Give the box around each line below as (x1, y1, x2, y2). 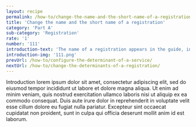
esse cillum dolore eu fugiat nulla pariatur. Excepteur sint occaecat (6, 103, 166, 111)
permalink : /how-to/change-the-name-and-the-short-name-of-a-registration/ (6, 14, 194, 20)
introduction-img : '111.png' (6, 52, 77, 58)
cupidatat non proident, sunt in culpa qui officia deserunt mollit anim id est (6, 110, 185, 117)
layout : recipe (6, 8, 43, 15)
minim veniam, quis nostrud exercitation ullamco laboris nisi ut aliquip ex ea (6, 91, 188, 98)
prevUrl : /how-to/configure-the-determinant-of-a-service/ (6, 57, 153, 63)
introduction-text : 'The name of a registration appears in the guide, (6, 47, 184, 52)
